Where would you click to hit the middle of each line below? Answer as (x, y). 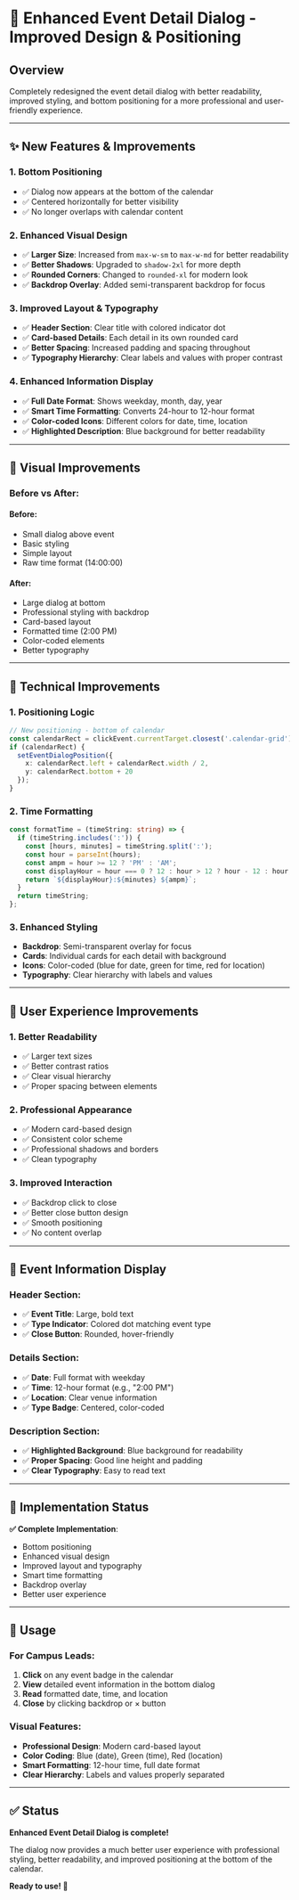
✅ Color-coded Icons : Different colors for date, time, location (135, 421)
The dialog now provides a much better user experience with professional (145, 1849)
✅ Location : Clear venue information (89, 1397)
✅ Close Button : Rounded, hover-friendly (98, 1334)
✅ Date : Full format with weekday (83, 1377)
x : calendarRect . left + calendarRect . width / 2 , (117, 764)
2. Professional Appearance (71, 1110)
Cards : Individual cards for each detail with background (124, 956)
